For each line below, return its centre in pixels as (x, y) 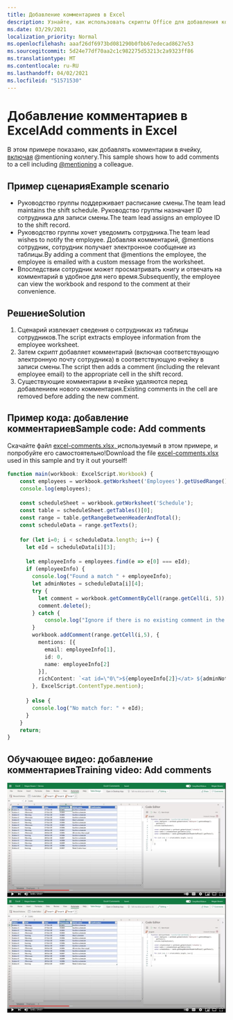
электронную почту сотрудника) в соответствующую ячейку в (111, 359)
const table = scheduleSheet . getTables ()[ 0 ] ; (87, 511)
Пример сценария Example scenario (88, 186)
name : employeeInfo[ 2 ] (77, 664)
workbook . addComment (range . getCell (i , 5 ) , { (96, 635)
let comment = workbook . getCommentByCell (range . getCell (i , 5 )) (131, 598)
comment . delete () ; (64, 606)
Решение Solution (46, 313)
